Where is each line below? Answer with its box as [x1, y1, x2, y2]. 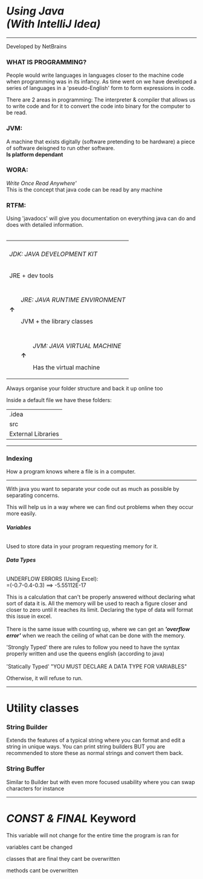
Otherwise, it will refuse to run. [6, 674, 83, 681]
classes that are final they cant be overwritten [6, 855, 120, 862]
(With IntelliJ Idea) [6, 17, 101, 31]
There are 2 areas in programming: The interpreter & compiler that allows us [6, 96, 196, 103]
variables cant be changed [6, 843, 72, 851]
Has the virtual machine [33, 363, 100, 372]
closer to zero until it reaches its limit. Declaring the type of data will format [6, 606, 193, 613]
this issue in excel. [6, 612, 53, 620]
